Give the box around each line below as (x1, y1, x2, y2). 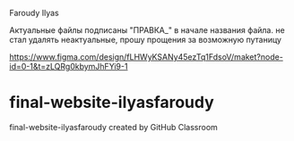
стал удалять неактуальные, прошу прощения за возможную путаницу (9, 35, 282, 45)
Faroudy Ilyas (9, 8, 60, 18)
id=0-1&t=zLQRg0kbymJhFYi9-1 (9, 62, 128, 71)
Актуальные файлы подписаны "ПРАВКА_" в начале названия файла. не (9, 25, 285, 35)
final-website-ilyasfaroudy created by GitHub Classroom (9, 121, 218, 132)
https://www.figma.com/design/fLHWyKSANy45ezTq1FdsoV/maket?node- (9, 52, 284, 62)
